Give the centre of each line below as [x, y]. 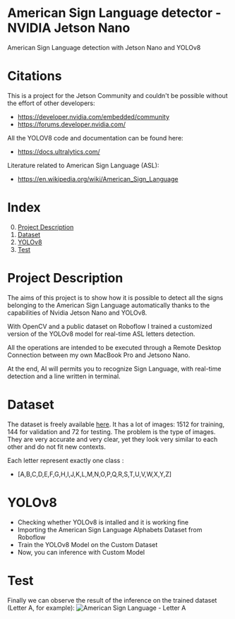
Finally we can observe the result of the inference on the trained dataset [112, 600]
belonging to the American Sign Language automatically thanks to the [109, 305]
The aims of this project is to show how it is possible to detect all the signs [115, 297]
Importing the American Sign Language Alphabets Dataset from [110, 529]
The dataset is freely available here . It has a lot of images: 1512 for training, [116, 424]
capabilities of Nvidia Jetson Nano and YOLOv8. [77, 313]
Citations [35, 76]
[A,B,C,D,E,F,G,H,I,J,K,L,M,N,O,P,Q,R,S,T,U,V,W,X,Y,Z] [94, 474]
